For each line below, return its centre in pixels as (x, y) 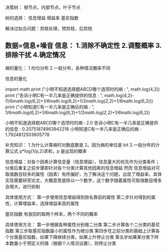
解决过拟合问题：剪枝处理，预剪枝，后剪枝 (49, 28)
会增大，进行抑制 (23, 186)
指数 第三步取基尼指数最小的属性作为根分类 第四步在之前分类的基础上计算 (80, 231)
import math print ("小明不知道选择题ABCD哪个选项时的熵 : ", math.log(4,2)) (83, 89)
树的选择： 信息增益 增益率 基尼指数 (42, 18)
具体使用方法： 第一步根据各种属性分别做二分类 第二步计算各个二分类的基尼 (83, 224)
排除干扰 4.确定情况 (35, 55)
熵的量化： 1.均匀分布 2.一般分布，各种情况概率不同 (58, 68)
